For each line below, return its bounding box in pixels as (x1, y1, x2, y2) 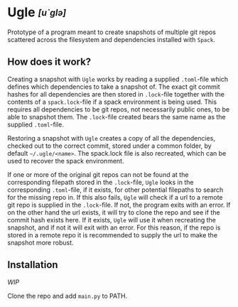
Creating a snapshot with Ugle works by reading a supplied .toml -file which (7, 75, 229, 83)
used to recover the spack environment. (7, 156, 124, 165)
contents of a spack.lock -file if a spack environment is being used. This (7, 97, 217, 106)
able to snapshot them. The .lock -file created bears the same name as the (7, 112, 226, 121)
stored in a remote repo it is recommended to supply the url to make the (7, 230, 218, 239)
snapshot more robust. (7, 238, 74, 247)
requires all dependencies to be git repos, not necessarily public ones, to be (7, 104, 229, 114)
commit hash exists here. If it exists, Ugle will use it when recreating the (7, 215, 217, 224)
